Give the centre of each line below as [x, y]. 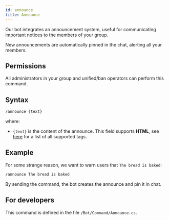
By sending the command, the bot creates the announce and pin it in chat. [83, 184]
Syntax [17, 100]
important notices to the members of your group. [57, 35]
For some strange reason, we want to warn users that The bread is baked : [84, 165]
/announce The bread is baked [38, 174]
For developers [30, 200]
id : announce [19, 10]
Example [19, 153]
